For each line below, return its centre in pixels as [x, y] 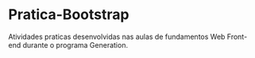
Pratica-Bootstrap [69, 15]
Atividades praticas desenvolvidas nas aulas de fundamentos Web [117, 37]
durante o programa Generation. [75, 44]
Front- [237, 37]
